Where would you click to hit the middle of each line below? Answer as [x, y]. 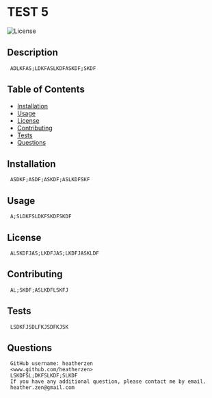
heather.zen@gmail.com [42, 388]
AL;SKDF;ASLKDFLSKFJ [39, 290]
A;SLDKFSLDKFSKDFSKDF [41, 217]
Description [32, 52]
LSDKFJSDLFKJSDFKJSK [39, 327]
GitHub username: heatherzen [52, 364]
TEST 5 [28, 12]
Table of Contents [46, 90]
